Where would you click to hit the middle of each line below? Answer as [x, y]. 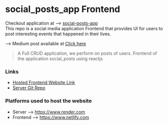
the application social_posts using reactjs [60, 58]
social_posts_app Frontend [63, 9]
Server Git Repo [29, 88]
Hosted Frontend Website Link [44, 83]
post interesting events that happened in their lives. [58, 34]
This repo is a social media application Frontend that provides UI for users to [84, 28]
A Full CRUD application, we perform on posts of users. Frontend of [87, 53]
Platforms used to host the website [48, 101]
